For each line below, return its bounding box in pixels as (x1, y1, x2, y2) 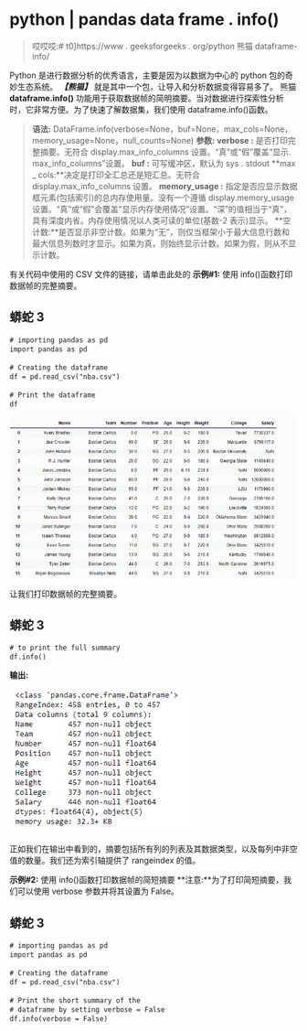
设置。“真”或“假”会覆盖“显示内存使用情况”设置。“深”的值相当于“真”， (31, 203, 292, 214)
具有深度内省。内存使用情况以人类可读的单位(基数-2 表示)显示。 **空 (31, 215, 291, 226)
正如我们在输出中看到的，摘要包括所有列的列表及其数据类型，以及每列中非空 (9, 843, 298, 854)
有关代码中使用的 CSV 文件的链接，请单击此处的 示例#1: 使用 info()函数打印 (9, 268, 293, 279)
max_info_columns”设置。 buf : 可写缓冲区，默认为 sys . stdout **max (31, 157, 296, 168)
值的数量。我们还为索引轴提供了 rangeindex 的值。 (9, 855, 201, 866)
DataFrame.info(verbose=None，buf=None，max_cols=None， (53, 124, 293, 134)
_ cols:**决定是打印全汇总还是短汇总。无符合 (31, 169, 201, 180)
